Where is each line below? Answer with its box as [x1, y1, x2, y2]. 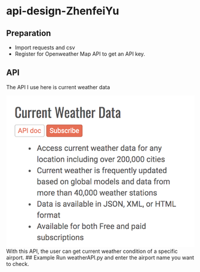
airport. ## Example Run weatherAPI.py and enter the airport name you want [6, 253, 195, 261]
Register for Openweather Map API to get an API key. [14, 50, 145, 58]
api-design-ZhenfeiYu [6, 4, 119, 18]
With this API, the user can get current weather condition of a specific [6, 247, 178, 255]
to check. [6, 260, 29, 267]
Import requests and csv [14, 44, 76, 51]
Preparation [6, 28, 51, 38]
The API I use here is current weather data [6, 83, 110, 90]
